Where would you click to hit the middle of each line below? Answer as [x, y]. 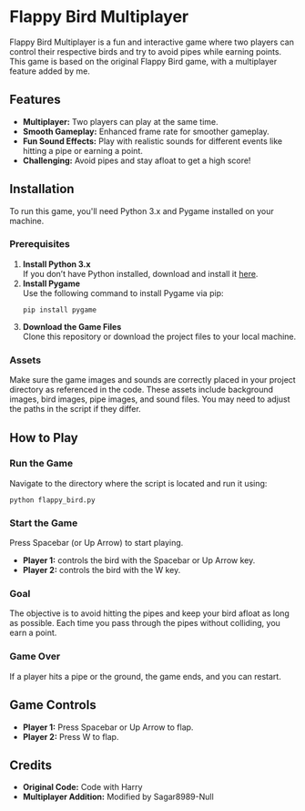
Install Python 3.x [56, 264]
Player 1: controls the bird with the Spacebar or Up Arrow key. [139, 560]
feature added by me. [50, 71]
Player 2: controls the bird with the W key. [102, 570]
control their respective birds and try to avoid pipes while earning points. [146, 51]
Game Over [35, 656]
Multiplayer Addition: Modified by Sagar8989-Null [118, 797]
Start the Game [44, 523]
